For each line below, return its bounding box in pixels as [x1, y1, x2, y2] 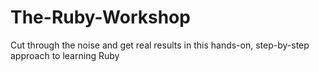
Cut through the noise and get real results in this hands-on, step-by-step [10, 39, 310, 51]
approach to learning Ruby [10, 49, 120, 61]
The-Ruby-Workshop [10, 6, 191, 29]
